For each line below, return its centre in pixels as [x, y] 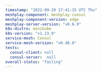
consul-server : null [33, 57]
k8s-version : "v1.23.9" [31, 33]
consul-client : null [32, 52]
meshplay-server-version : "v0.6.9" [43, 24]
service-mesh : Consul [28, 39]
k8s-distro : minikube [28, 29]
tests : [12, 48]
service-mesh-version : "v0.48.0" [41, 43]
